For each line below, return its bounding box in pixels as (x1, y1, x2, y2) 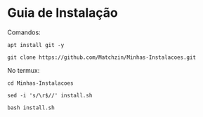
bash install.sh (7, 104, 55, 111)
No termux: (7, 66, 40, 74)
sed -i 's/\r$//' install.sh (7, 92, 93, 99)
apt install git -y (7, 41, 65, 48)
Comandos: (7, 28, 41, 36)
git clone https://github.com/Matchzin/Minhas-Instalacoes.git (7, 54, 197, 61)
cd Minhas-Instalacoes (7, 79, 74, 87)
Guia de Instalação (7, 5, 118, 21)
